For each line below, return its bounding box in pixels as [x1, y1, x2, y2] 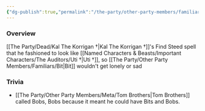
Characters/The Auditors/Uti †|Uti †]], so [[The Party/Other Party [6, 56, 168, 63]
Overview [6, 29, 36, 37]
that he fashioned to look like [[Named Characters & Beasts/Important [6, 49, 182, 57]
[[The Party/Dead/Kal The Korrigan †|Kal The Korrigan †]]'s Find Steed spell [6, 43, 196, 50]
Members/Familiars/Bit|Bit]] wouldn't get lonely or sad [6, 62, 142, 70]
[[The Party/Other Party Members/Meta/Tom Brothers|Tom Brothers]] [15, 91, 190, 99]
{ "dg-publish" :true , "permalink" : [6, 9, 92, 15]
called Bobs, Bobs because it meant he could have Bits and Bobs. [15, 98, 180, 106]
